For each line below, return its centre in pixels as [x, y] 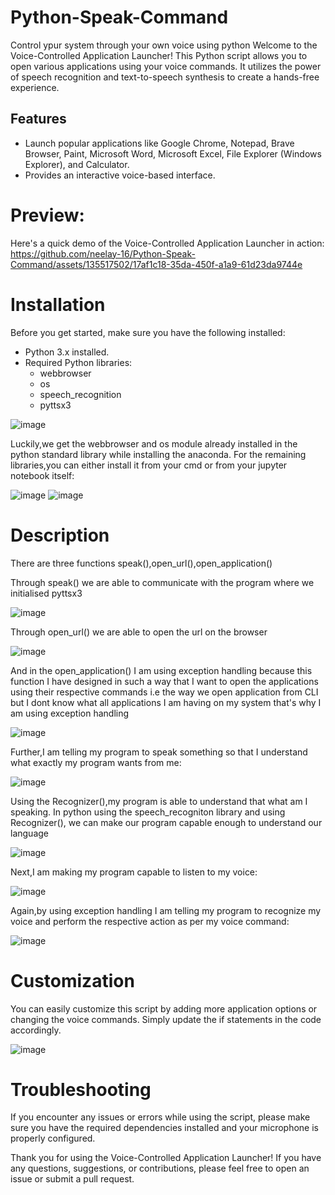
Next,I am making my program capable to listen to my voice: [134, 872]
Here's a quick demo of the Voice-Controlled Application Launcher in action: [167, 243]
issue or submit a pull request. [72, 1179]
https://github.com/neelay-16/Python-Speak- [103, 253]
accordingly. [36, 1030]
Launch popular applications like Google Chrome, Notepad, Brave [159, 143]
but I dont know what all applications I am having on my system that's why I [166, 702]
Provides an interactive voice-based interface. [120, 175]
